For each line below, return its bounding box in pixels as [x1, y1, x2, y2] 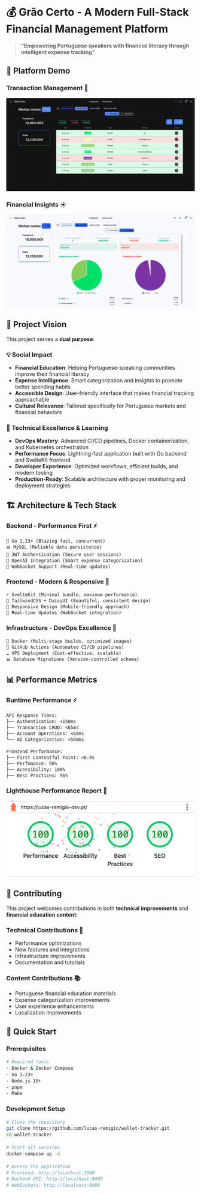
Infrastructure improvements [14, 953, 86, 960]
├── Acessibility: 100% [6, 767, 66, 773]
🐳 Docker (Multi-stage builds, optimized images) [6, 638, 133, 644]
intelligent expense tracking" [20, 48, 96, 55]
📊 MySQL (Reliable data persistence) [6, 544, 102, 550]
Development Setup [6, 1105, 65, 1113]
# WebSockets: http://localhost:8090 [6, 1183, 100, 1189]
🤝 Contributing [6, 888, 62, 899]
